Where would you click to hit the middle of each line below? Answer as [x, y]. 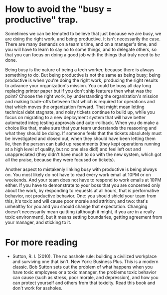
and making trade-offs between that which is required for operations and [80, 101]
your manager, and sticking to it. [38, 222]
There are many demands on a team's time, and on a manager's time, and [81, 44]
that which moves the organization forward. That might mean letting [75, 107]
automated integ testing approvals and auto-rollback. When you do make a [82, 123]
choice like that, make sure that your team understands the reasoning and [81, 128]
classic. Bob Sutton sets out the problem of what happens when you [83, 267]
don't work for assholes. [37, 288]
